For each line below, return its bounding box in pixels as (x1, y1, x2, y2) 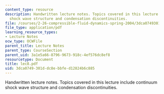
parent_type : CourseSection (5, 48, 62, 53)
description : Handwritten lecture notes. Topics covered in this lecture (5, 12, 159, 17)
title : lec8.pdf (5, 61, 38, 66)
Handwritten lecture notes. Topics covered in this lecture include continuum (5, 79, 158, 85)
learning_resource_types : (5, 30, 58, 35)
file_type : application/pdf (5, 25, 62, 30)
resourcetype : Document (5, 57, 54, 62)
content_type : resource (5, 7, 54, 12)
